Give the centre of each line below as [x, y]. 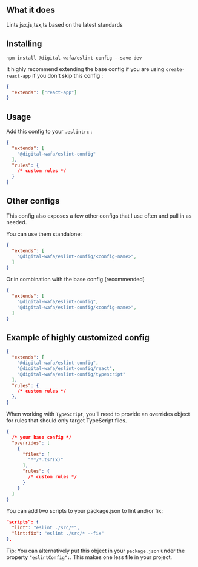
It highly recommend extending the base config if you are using [85, 69]
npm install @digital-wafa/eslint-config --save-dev [74, 58]
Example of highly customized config [78, 338]
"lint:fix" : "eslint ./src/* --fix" [58, 534]
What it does [31, 10]
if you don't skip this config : [68, 75]
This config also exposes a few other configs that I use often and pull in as [99, 216]
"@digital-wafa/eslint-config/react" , [66, 368]
